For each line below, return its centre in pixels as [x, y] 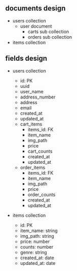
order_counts [42, 194]
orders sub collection [50, 37]
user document [36, 26]
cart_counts [40, 151]
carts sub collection [48, 31]
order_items [33, 167]
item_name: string [39, 230]
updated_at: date [38, 263]
